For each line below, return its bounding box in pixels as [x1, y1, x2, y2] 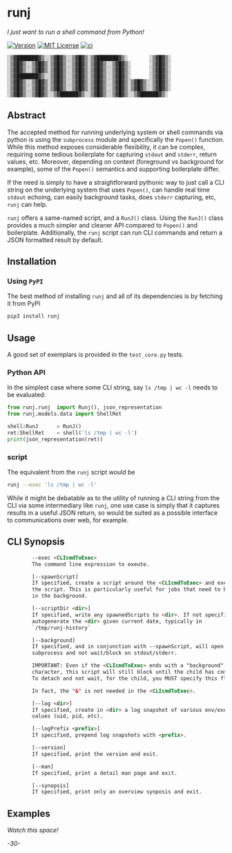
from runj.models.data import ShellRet [7, 410, 122, 418]
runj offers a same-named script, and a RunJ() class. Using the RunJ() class [7, 213, 224, 222]
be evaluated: [7, 391, 46, 399]
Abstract [7, 109, 46, 122]
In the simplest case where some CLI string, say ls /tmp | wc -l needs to [7, 383, 218, 392]
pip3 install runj [7, 313, 60, 320]
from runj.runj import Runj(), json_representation [7, 404, 162, 411]
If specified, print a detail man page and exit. [32, 769, 177, 776]
